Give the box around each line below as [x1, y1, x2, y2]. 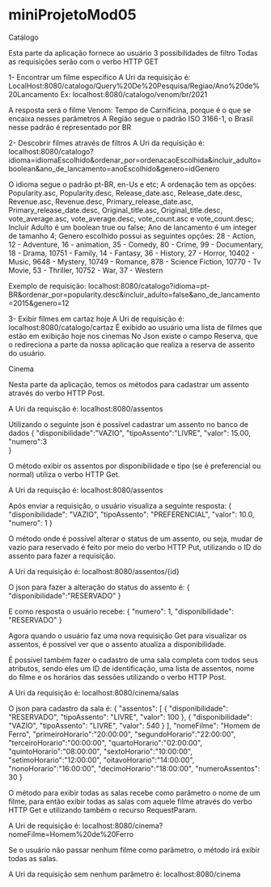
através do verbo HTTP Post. [8, 388, 105, 398]
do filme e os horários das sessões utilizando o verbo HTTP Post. [8, 672, 227, 682]
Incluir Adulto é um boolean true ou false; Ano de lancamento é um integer [8, 222, 257, 232]
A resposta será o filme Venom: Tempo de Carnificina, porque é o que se [8, 105, 252, 115]
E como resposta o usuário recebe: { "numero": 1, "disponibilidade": [8, 606, 235, 616]
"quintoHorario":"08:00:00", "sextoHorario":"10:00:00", [8, 746, 193, 756]
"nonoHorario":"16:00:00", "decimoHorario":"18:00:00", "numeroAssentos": [8, 763, 260, 773]
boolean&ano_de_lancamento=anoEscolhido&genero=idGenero [8, 163, 220, 173]
